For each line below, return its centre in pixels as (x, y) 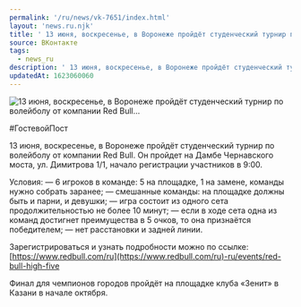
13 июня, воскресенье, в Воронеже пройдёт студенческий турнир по (142, 145)
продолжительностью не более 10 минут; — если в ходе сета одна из (143, 210)
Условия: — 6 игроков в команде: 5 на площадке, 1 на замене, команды (147, 182)
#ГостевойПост (39, 128)
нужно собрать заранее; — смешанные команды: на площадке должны (147, 191)
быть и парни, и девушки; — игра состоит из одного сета (119, 200)
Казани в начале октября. (59, 293)
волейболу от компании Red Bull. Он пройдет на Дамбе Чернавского (142, 155)
